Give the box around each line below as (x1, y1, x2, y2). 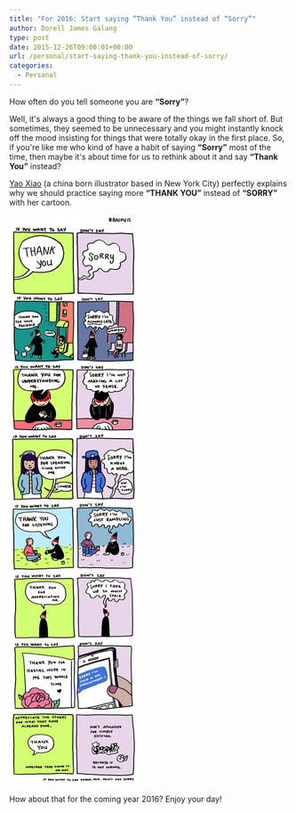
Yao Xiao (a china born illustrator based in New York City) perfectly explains (9, 178, 287, 189)
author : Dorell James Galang (9, 23, 117, 33)
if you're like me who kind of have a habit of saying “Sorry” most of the (9, 142, 271, 152)
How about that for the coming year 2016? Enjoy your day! (9, 793, 222, 804)
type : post (9, 33, 50, 42)
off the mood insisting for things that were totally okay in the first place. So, (9, 132, 285, 142)
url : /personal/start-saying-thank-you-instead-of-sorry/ (9, 52, 228, 61)
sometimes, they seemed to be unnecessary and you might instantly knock (9, 123, 284, 134)
